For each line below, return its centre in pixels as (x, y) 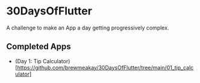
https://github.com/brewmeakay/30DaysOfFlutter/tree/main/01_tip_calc (105, 67)
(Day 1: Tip (28, 61)
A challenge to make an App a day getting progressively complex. (88, 28)
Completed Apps (39, 47)
